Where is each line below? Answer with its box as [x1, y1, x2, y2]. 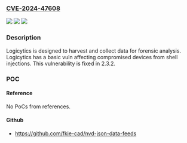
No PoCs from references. [6, 103, 70, 110]
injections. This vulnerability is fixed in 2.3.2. [6, 60, 115, 67]
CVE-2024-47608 [6, 4, 61, 13]
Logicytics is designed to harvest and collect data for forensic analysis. [6, 47, 181, 54]
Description [6, 34, 41, 42]
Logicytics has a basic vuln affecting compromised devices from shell [6, 53, 178, 60]
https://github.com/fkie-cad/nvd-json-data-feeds [14, 130, 137, 137]
